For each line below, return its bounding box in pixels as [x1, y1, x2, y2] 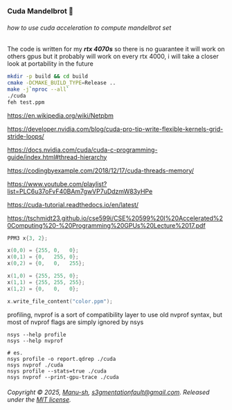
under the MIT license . [7, 395, 71, 404]
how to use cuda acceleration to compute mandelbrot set [7, 24, 172, 32]
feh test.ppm [7, 98, 45, 106]
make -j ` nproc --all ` [7, 86, 70, 93]
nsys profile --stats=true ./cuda [7, 367, 107, 375]
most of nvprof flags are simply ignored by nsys [7, 318, 144, 326]
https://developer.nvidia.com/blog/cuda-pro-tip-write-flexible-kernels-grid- [7, 125, 224, 133]
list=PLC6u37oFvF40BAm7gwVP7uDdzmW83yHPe [7, 187, 153, 195]
